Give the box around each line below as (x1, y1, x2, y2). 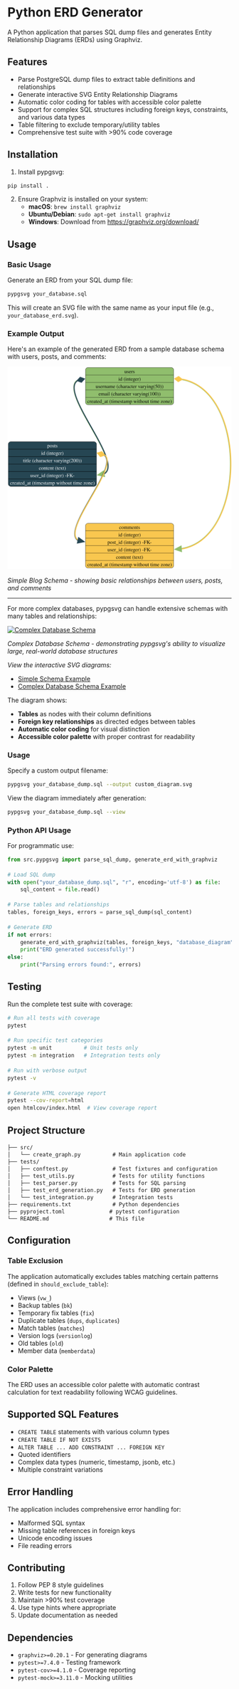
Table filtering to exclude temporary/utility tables (17, 120, 160, 129)
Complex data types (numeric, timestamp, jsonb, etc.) (17, 1458, 176, 1466)
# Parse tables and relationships (7, 901, 110, 909)
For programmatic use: (7, 841, 75, 849)
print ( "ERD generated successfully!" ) (20, 946, 135, 953)
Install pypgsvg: (17, 167, 65, 176)
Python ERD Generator (7, 4, 144, 21)
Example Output (7, 328, 65, 338)
